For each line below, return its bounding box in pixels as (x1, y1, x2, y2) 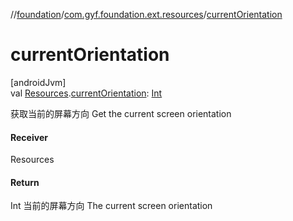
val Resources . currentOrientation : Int (10, 87, 163, 99)
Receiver (10, 131, 48, 143)
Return (10, 176, 40, 188)
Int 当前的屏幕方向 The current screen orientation (10, 200, 213, 212)
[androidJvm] (10, 76, 67, 88)
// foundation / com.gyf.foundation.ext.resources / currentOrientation (10, 9, 283, 20)
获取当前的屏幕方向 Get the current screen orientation (10, 107, 232, 119)
